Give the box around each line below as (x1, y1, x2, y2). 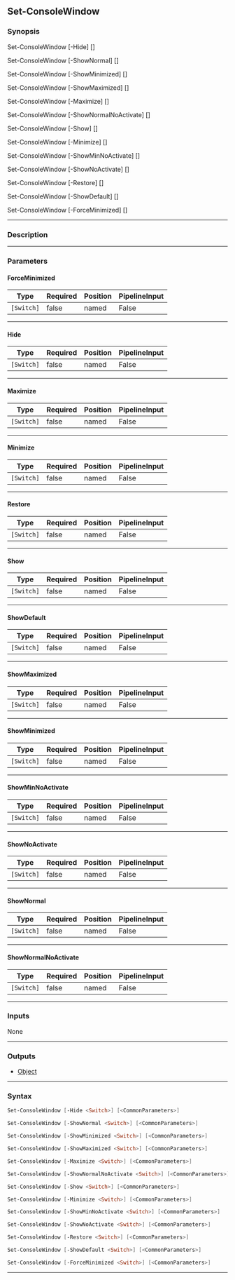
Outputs (7, 1051, 36, 1061)
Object (17, 1067, 37, 1076)
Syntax (7, 1091, 32, 1101)
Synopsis (7, 27, 40, 36)
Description (7, 229, 48, 239)
